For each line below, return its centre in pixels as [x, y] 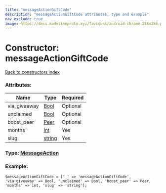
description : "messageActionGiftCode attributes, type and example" [77, 14]
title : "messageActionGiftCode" [38, 10]
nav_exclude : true [24, 19]
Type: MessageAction [32, 153]
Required [73, 98]
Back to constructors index [33, 72]
